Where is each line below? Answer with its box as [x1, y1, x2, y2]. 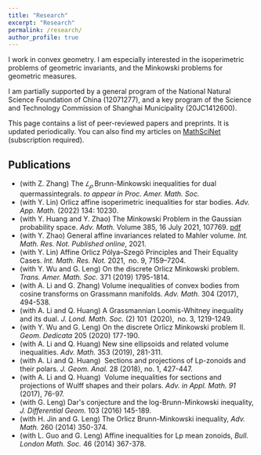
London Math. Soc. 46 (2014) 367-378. [19, 439, 147, 448]
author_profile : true [8, 33, 79, 42]
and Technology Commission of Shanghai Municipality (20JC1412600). [8, 104, 237, 113]
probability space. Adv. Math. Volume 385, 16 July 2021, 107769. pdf [19, 222, 241, 231]
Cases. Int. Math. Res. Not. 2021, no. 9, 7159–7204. [19, 256, 187, 265]
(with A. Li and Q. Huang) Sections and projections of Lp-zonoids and [19, 355, 246, 365]
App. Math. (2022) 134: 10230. [19, 206, 119, 215]
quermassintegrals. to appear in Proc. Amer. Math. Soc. [19, 189, 200, 198]
